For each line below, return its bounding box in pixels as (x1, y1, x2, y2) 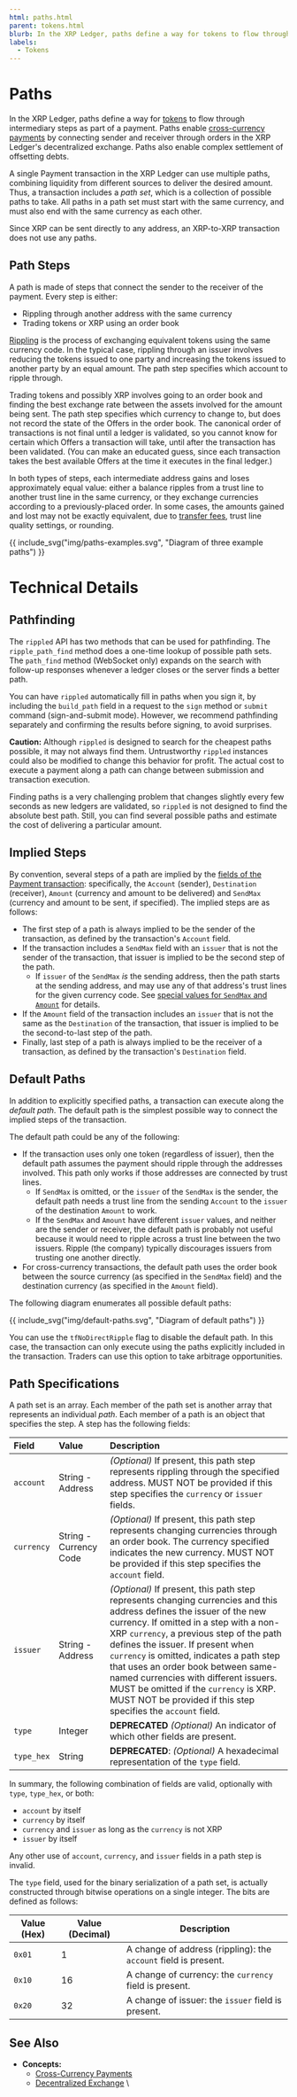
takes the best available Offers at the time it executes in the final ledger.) (9, 456, 272, 466)
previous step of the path (178, 1627, 282, 1640)
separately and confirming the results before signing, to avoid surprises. (9, 719, 272, 729)
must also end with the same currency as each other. (9, 206, 202, 217)
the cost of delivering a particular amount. (9, 819, 162, 830)
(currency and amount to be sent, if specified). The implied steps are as (9, 897, 270, 908)
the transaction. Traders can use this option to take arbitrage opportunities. (9, 1351, 283, 1361)
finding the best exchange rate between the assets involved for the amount (9, 399, 283, 409)
